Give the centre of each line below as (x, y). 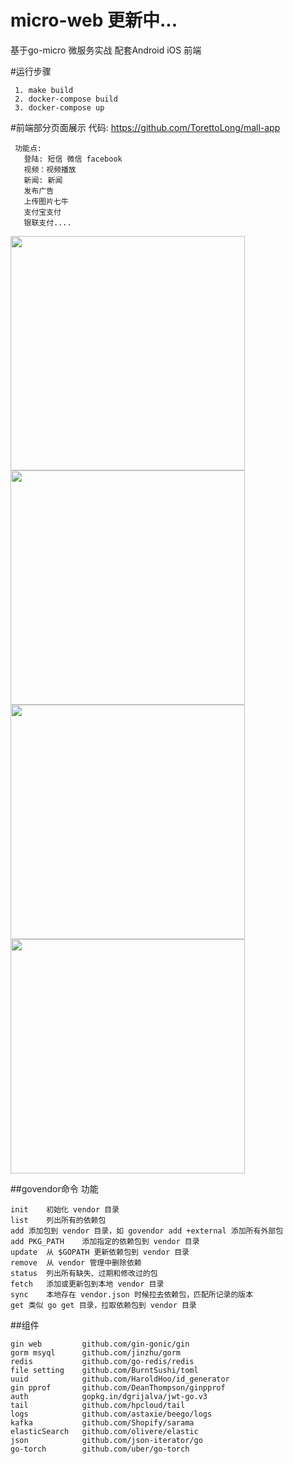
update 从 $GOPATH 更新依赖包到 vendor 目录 (100, 1252)
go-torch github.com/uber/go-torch (100, 1449)
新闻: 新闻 (43, 180)
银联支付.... (47, 222)
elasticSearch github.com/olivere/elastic (104, 1431)
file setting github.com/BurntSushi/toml (104, 1370)
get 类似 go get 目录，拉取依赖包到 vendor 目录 (103, 1305)
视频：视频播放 (50, 169)
